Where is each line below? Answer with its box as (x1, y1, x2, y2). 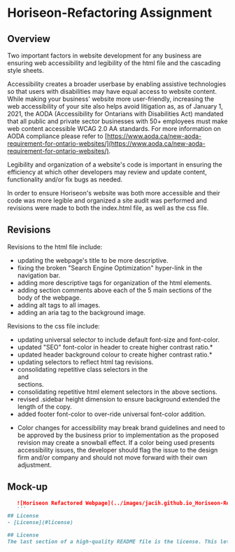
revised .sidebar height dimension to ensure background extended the (17, 394, 220, 403)
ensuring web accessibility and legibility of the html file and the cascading (7, 59, 221, 67)
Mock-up (7, 481, 48, 493)
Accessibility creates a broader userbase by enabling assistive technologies (7, 80, 227, 88)
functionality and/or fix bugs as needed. (7, 175, 123, 184)
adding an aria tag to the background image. (17, 308, 145, 317)
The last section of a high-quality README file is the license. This (7, 538, 218, 545)
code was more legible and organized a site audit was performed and (7, 196, 208, 205)
